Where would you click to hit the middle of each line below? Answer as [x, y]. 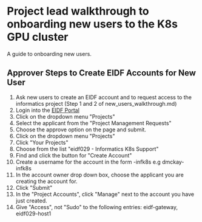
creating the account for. [46, 181]
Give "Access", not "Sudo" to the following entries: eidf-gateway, [97, 207]
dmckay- [173, 162]
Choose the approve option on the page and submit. [81, 130]
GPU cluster [38, 37]
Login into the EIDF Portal [47, 110]
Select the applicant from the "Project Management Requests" [93, 123]
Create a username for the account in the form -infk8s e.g [88, 162]
